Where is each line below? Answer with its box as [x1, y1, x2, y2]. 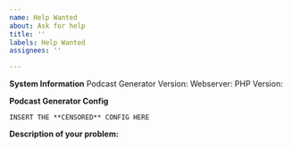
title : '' [9, 29, 46, 38]
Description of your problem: [9, 128, 119, 139]
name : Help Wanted [9, 12, 78, 22]
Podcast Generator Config [9, 95, 109, 107]
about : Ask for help [9, 21, 87, 30]
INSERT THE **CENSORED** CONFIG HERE [9, 113, 150, 122]
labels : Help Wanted [9, 37, 87, 47]
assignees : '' [9, 46, 63, 55]
